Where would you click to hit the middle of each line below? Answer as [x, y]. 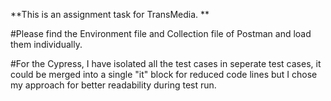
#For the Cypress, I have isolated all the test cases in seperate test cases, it [166, 63]
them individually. [46, 44]
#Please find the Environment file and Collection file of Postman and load [161, 33]
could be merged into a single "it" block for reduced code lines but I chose [164, 74]
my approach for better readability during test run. [113, 85]
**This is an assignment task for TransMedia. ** [110, 14]
